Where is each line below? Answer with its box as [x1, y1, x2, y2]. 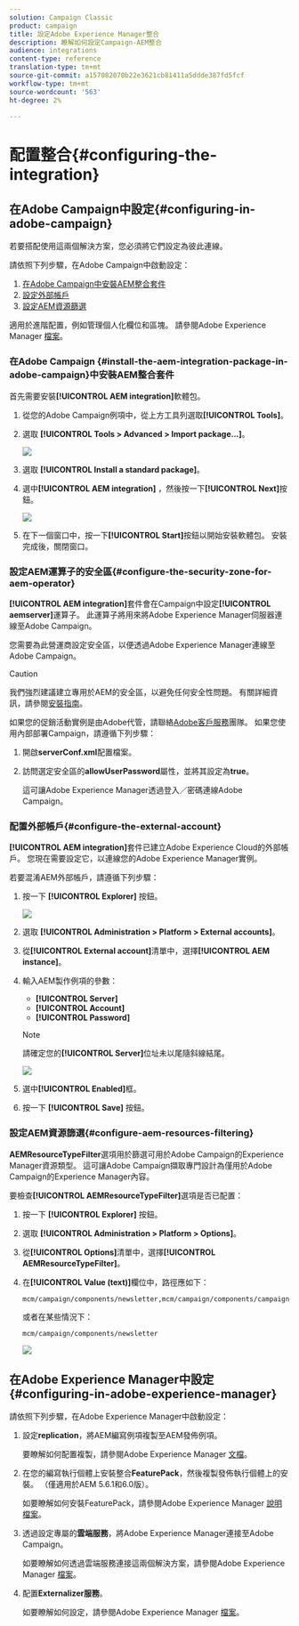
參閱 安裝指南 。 [32, 698, 87, 708]
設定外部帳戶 [21, 290, 69, 301]
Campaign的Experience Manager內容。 [9, 1171, 154, 1182]
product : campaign [9, 21, 77, 30]
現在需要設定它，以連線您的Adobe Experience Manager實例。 [34, 853, 263, 864]
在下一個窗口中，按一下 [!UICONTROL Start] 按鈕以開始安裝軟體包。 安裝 [21, 530, 287, 540]
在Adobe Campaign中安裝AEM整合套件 [21, 279, 166, 289]
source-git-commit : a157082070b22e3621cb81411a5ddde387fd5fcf [9, 71, 245, 80]
